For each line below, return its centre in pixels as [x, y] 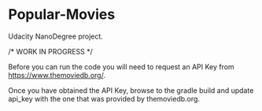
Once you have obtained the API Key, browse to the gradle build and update [131, 90]
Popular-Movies [62, 15]
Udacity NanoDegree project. [56, 36]
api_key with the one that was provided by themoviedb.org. [104, 98]
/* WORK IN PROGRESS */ [50, 51]
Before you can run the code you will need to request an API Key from [121, 67]
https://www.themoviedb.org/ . [57, 75]
